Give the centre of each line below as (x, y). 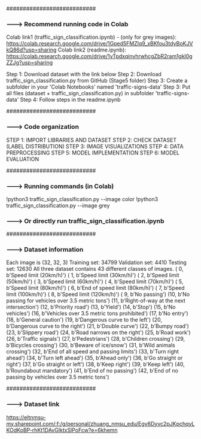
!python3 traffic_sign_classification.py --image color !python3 (82, 199)
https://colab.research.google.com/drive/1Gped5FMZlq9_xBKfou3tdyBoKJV (100, 44)
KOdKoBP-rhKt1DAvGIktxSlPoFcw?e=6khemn (62, 430)
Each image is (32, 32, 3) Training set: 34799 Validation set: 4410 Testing (96, 262)
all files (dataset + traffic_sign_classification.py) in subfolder (80, 93)
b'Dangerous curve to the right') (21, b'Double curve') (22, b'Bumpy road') (98, 326)
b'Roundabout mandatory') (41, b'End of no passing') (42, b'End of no (92, 371)
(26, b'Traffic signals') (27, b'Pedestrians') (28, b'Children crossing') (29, (96, 339)
